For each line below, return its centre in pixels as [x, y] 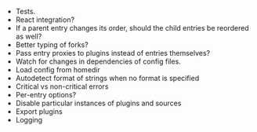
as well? [29, 36]
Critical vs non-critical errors [62, 86]
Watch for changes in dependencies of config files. [98, 61]
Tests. [25, 11]
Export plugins [39, 112]
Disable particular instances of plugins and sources [98, 103]
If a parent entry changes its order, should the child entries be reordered [132, 28]
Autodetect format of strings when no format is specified [107, 78]
